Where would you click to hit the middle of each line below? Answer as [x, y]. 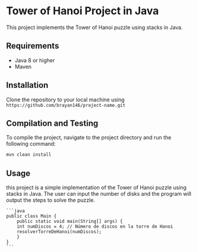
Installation [27, 85]
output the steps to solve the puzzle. [51, 200]
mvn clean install [29, 155]
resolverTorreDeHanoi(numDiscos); [59, 232]
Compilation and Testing [52, 123]
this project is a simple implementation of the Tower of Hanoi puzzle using [96, 187]
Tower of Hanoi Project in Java [83, 11]
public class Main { [32, 216]
